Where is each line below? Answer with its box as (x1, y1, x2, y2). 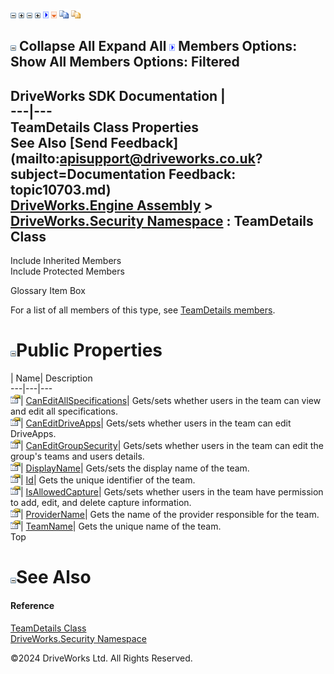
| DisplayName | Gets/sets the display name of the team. (20, 462, 250, 474)
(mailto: (10, 150, 60, 167)
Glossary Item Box (10, 285, 86, 297)
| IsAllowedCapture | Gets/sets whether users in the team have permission (20, 486, 324, 498)
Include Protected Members (10, 265, 125, 278)
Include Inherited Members (10, 255, 122, 267)
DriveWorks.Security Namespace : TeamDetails (10, 212, 314, 229)
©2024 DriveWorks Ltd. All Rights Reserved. (10, 652, 193, 664)
